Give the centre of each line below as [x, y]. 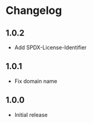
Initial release [31, 115]
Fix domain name [36, 81]
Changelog [34, 11]
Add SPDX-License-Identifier [50, 47]
